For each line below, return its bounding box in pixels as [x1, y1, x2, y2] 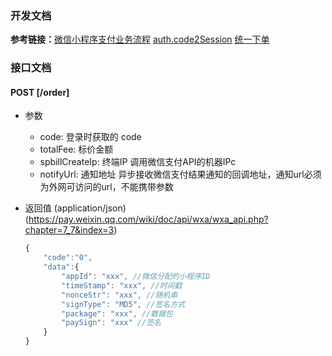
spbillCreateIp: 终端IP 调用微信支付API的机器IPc [39, 156, 237, 168]
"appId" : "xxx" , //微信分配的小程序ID [61, 272, 211, 282]
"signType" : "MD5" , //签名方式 [61, 299, 186, 309]
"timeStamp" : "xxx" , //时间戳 [61, 280, 183, 291]
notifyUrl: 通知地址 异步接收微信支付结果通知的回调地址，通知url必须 [39, 168, 322, 181]
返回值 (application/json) [24, 202, 127, 214]
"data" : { [43, 262, 80, 272]
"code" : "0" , [43, 253, 93, 263]
